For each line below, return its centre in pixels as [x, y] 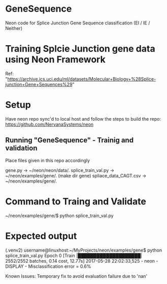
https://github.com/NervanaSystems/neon [49, 124]
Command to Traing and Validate [76, 201]
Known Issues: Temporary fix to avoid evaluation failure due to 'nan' [76, 276]
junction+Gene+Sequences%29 [39, 84]
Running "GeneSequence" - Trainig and [69, 140]
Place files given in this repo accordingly [48, 160]
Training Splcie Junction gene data [80, 49]
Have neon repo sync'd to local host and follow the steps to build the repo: [83, 119]
